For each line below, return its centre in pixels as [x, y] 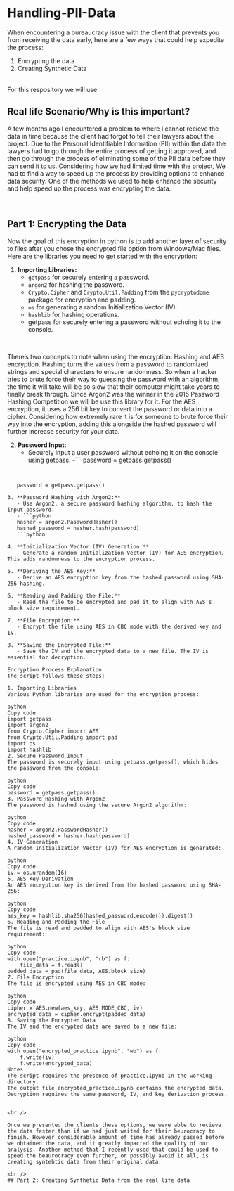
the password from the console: [54, 768]
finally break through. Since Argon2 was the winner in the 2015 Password [113, 394]
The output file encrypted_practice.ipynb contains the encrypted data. [116, 1088]
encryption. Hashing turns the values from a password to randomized [108, 364]
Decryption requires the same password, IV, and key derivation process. [118, 1094]
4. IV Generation [33, 842]
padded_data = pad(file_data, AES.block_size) [77, 971]
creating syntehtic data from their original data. [84, 1161]
